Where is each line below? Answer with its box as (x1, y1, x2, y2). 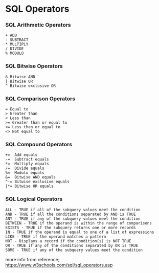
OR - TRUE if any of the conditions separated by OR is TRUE (5, 243, 139, 248)
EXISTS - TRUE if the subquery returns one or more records (5, 225, 137, 230)
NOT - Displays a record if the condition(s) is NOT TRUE (5, 238, 131, 243)
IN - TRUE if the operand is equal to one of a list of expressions (5, 230, 154, 235)
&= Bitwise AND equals (5, 175, 56, 180)
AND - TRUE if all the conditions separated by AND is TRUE (5, 212, 137, 217)
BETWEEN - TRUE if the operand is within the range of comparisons (5, 220, 152, 225)
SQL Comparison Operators (5, 95, 76, 102)
